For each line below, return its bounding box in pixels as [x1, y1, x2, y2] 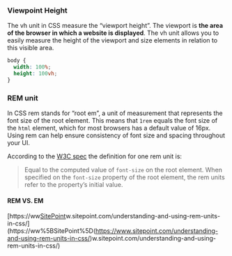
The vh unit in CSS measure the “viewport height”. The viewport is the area [7, 22, 224, 30]
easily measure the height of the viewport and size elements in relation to [7, 36, 218, 45]
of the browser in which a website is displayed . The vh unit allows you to [7, 29, 219, 37]
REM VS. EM [7, 196, 44, 204]
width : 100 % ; [13, 63, 52, 71]
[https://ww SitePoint [7, 212, 66, 220]
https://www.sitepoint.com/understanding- [95, 227, 218, 235]
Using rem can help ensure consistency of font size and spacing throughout [7, 131, 225, 140]
